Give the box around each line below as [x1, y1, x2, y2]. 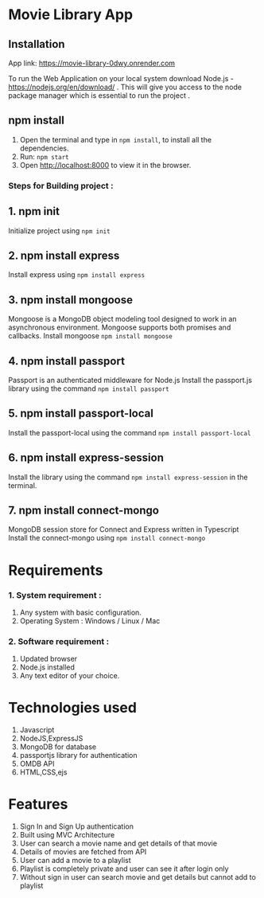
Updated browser [19, 654, 78, 664]
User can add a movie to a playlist [19, 856, 131, 865]
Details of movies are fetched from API [19, 847, 147, 857]
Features [8, 795, 68, 814]
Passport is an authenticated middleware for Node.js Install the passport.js [8, 375, 253, 385]
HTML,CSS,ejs [19, 767, 68, 777]
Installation [8, 37, 65, 51]
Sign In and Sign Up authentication [19, 822, 134, 831]
